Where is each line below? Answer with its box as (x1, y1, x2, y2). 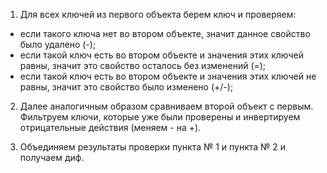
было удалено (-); (19, 39, 97, 50)
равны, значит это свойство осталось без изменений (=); (19, 60, 267, 71)
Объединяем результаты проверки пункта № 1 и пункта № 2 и (19, 141, 287, 153)
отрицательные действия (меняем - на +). (19, 122, 202, 133)
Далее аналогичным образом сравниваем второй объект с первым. (19, 100, 314, 112)
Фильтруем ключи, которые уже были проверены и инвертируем (19, 111, 301, 123)
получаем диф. (19, 152, 85, 163)
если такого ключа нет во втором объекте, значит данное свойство (19, 28, 311, 39)
